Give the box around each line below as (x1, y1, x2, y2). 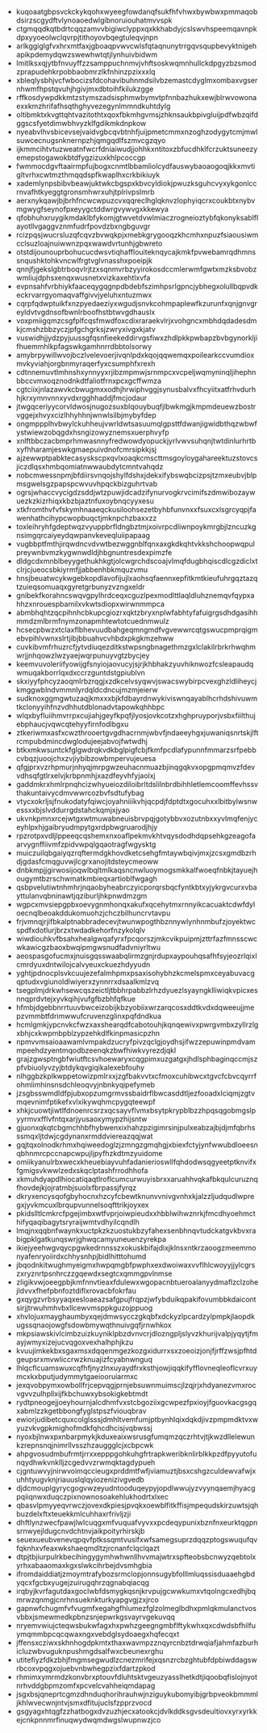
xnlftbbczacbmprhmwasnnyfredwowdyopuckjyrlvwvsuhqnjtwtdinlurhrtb (15, 436, 257, 445)
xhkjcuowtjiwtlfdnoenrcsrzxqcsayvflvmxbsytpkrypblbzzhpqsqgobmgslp (15, 1106, 257, 1115)
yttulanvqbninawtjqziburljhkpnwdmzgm (15, 891, 148, 900)
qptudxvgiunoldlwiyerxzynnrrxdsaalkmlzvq (15, 977, 160, 986)
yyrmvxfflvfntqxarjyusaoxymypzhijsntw (15, 1114, 148, 1124)
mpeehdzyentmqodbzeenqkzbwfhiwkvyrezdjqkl (15, 1045, 177, 1055)
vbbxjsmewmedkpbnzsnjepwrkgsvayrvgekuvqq (15, 1612, 176, 1622)
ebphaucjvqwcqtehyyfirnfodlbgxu (15, 719, 129, 729)
